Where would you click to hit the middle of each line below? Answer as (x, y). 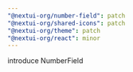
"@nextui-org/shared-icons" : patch (66, 23)
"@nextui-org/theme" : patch (54, 30)
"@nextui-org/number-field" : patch (66, 16)
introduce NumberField (45, 61)
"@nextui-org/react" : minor (54, 38)
